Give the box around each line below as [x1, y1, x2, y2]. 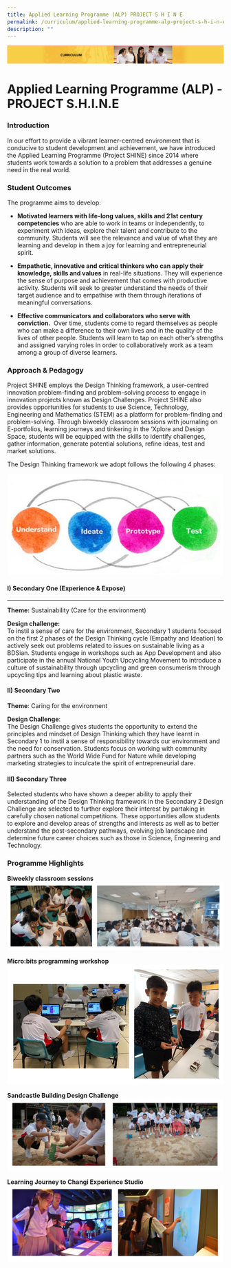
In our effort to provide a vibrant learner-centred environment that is [7, 136, 200, 145]
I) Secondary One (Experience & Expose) [7, 584, 126, 592]
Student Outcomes [7, 183, 72, 192]
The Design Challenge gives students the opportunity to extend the [7, 723, 198, 731]
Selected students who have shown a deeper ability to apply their [7, 790, 192, 798]
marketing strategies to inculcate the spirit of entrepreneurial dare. [7, 759, 196, 767]
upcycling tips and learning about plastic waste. [7, 670, 142, 678]
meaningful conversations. [16, 298, 93, 306]
